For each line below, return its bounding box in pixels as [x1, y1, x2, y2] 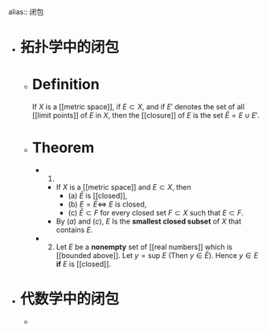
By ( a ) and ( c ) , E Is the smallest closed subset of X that [55, 216, 242, 227]
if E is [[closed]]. [55, 260, 111, 269]
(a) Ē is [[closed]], [68, 191, 128, 201]
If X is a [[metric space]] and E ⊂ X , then [55, 182, 191, 192]
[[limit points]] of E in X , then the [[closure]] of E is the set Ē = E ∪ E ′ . [31, 111, 260, 121]
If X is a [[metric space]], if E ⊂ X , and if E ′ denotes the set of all [31, 102, 245, 112]
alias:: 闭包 [8, 7, 44, 16]
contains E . [55, 225, 93, 235]
